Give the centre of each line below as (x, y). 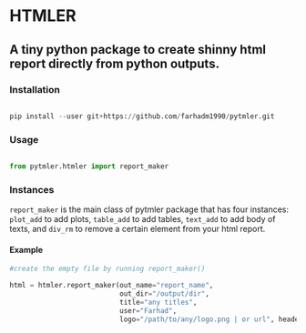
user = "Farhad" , (148, 310)
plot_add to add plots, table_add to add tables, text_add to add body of (143, 219)
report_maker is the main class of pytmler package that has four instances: (149, 209)
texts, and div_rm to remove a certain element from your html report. (138, 229)
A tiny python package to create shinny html (138, 50)
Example (26, 249)
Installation (35, 89)
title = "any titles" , (158, 303)
